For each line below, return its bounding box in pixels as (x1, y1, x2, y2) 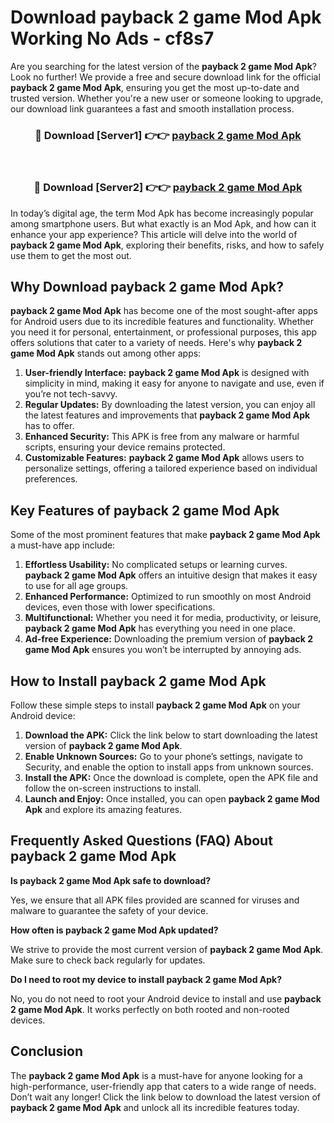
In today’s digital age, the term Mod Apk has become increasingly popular (10, 207, 314, 219)
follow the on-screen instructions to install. (24, 782, 202, 794)
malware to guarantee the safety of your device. (10, 904, 209, 916)
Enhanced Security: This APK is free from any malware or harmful (24, 431, 300, 443)
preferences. (24, 473, 78, 485)
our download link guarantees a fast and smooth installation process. (10, 102, 295, 115)
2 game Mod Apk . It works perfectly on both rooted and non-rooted (10, 1003, 290, 1015)
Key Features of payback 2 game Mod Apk (10, 502, 280, 519)
